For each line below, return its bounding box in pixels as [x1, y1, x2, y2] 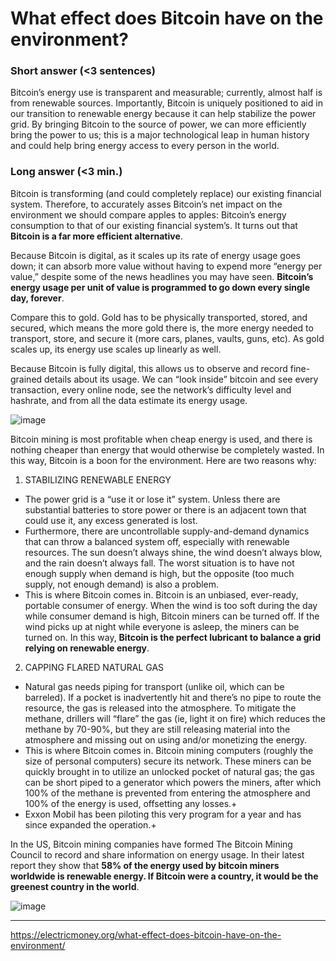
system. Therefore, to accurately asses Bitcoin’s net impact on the [10, 198, 283, 210]
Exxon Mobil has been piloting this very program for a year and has [24, 808, 302, 820]
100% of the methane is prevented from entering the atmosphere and [24, 787, 311, 799]
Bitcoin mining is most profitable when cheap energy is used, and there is [10, 433, 313, 445]
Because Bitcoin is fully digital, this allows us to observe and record [10, 362, 288, 374]
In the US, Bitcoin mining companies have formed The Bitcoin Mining [10, 838, 293, 850]
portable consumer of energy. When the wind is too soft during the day [24, 599, 318, 611]
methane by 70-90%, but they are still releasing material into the [24, 723, 291, 735]
